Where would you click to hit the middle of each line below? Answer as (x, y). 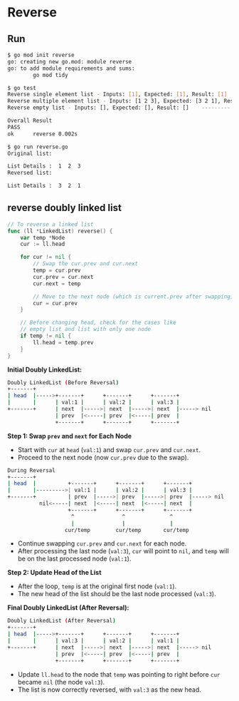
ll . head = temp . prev (63, 342)
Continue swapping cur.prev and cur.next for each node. (102, 543)
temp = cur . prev (57, 271)
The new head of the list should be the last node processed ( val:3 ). (117, 594)
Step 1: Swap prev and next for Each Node (70, 436)
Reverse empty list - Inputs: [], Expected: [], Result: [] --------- (119, 108)
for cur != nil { (46, 257)
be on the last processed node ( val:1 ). (74, 559)
